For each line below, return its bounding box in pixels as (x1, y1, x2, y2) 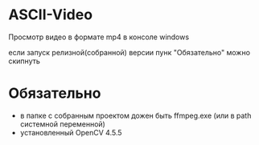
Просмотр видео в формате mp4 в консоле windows (8, 32, 190, 42)
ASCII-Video (8, 6, 93, 24)
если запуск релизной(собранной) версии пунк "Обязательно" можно (8, 47, 251, 57)
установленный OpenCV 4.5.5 (19, 127, 122, 137)
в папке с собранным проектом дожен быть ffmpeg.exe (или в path (19, 111, 252, 120)
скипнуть (8, 56, 40, 66)
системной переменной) (19, 119, 106, 129)
